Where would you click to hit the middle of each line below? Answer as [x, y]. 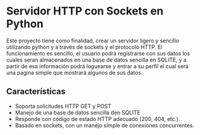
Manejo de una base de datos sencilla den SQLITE [78, 112]
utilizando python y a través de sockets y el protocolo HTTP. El [84, 47]
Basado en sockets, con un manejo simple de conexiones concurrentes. [105, 125]
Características [36, 92]
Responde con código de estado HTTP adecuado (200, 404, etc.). [97, 119]
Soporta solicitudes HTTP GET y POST [63, 106]
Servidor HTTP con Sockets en [85, 11]
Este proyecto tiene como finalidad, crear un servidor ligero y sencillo [93, 40]
